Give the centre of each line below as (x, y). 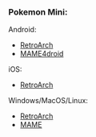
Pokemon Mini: (38, 12)
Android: (22, 30)
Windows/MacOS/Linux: (48, 101)
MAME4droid (42, 54)
